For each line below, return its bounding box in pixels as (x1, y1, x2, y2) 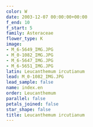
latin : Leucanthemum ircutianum (6, 68, 85, 74)
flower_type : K (6, 36, 43, 42)
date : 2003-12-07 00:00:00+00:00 (6, 14, 88, 20)
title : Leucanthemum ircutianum (6, 112, 85, 118)
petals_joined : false (6, 101, 59, 107)
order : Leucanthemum (6, 90, 57, 96)
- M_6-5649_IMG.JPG (6, 47, 54, 53)
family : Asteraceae (6, 30, 54, 36)
